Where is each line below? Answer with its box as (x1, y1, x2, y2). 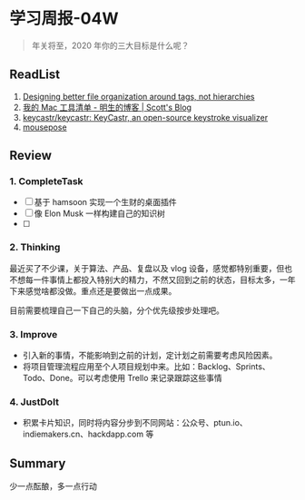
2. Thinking (9, 241, 61, 254)
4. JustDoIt (9, 396, 59, 408)
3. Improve (9, 328, 58, 340)
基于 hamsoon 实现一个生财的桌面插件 (34, 197, 177, 208)
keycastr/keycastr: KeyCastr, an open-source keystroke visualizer (22, 112, 269, 123)
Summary (9, 456, 66, 471)
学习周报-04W (9, 8, 119, 29)
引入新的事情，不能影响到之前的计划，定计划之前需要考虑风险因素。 (22, 350, 278, 361)
